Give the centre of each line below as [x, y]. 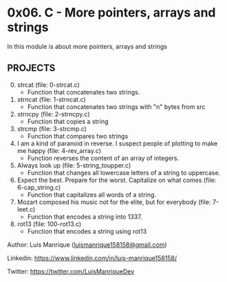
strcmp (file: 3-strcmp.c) [52, 128]
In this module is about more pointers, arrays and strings [87, 46]
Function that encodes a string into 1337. [85, 216]
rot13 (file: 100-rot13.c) [49, 224]
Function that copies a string [68, 121]
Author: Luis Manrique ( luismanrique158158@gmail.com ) [87, 244]
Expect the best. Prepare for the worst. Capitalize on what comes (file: [117, 180]
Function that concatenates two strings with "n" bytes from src [116, 107]
